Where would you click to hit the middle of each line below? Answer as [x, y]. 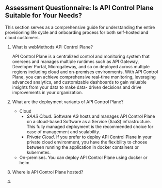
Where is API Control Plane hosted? [48, 172]
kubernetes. [39, 152]
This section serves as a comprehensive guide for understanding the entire [80, 27]
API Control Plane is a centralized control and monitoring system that [81, 56]
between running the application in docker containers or [83, 147]
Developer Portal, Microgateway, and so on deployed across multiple [81, 66]
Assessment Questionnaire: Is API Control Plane [79, 8]
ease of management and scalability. [63, 132]
